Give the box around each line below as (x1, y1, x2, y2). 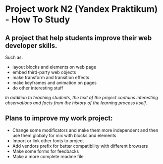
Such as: (5, 54, 23, 60)
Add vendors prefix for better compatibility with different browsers (12, 143, 148, 149)
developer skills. (5, 41, 57, 50)
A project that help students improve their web (5, 34, 152, 42)
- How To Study (5, 14, 70, 25)
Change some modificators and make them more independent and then (12, 127, 159, 133)
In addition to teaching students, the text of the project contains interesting (5, 95, 159, 100)
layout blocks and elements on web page (12, 64, 97, 70)
